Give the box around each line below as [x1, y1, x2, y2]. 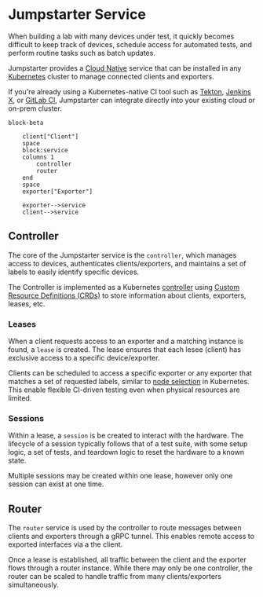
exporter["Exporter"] [22, 187, 93, 196]
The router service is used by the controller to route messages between [8, 523, 242, 533]
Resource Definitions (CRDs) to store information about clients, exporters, [8, 291, 247, 300]
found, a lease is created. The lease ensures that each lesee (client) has [8, 345, 242, 354]
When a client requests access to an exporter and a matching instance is [8, 336, 243, 346]
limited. [8, 394, 32, 403]
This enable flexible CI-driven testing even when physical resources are [8, 385, 240, 394]
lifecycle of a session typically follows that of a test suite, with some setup [8, 439, 248, 449]
